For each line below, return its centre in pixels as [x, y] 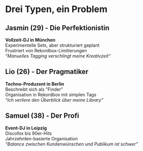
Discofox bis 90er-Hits [28, 133]
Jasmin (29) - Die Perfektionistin [57, 28]
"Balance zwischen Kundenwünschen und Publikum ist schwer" [72, 144]
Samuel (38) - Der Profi [42, 116]
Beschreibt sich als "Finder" [34, 89]
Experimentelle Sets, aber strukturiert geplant [52, 45]
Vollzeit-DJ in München [30, 40]
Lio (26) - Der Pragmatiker [47, 72]
